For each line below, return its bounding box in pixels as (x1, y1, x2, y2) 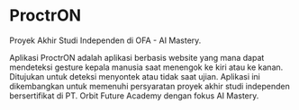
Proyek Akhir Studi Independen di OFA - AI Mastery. (9, 35, 202, 46)
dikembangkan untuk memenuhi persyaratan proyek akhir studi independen (9, 80, 290, 91)
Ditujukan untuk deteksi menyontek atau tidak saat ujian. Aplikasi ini (9, 71, 261, 81)
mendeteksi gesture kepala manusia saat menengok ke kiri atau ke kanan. (9, 62, 284, 72)
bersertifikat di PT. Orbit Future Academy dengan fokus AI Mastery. (9, 90, 259, 101)
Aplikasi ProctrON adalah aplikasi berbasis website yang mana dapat (9, 52, 265, 63)
